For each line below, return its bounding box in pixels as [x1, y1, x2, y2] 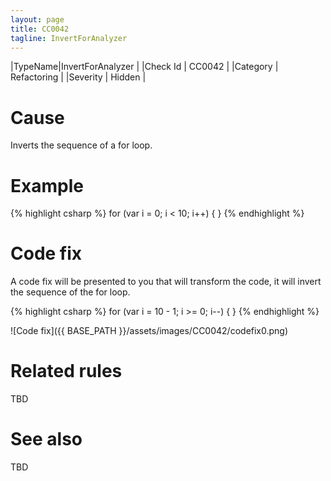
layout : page [10, 14, 65, 25]
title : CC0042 [10, 24, 70, 34]
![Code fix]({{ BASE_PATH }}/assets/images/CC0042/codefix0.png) [10, 325, 289, 337]
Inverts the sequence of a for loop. [10, 139, 153, 151]
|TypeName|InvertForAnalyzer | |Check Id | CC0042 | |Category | [10, 61, 279, 73]
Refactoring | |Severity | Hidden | [10, 71, 147, 83]
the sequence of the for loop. [10, 286, 131, 298]
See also [10, 428, 83, 451]
